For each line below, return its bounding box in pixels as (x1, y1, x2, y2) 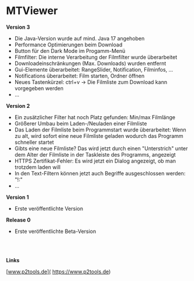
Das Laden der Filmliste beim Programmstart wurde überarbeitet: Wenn (14, 126, 186, 133)
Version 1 (6, 194, 29, 201)
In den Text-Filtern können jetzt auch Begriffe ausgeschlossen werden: (14, 170, 186, 177)
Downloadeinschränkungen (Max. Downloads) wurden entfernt (14, 60, 167, 67)
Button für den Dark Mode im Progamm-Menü (14, 47, 126, 54)
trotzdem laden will (14, 163, 61, 171)
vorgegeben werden (14, 84, 64, 92)
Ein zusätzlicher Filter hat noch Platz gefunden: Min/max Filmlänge (14, 113, 175, 121)
